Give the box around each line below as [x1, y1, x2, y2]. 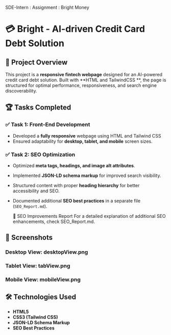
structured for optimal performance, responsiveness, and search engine [5, 82, 157, 88]
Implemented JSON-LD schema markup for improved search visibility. [12, 172, 162, 178]
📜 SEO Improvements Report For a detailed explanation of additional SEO [12, 213, 166, 219]
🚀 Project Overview [5, 58, 68, 66]
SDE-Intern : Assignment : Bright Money [5, 5, 89, 10]
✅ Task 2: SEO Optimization [5, 151, 76, 158]
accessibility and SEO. [12, 188, 60, 194]
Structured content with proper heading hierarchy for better [12, 182, 140, 188]
